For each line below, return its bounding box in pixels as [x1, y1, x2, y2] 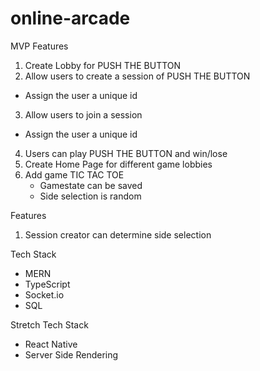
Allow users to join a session [24, 108, 143, 121]
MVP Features [10, 40, 69, 52]
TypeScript [24, 278, 71, 290]
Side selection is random [39, 190, 142, 202]
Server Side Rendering [24, 348, 119, 361]
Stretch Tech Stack [10, 318, 89, 331]
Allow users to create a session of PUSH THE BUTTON [24, 70, 251, 82]
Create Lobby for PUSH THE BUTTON [24, 59, 182, 71]
